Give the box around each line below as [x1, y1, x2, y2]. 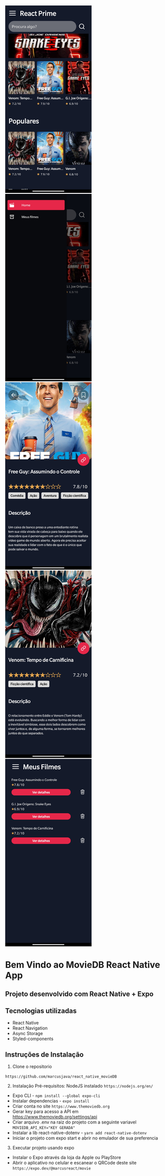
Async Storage [12, 1031, 43, 1037]
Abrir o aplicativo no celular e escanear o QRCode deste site [12, 1160, 137, 1166]
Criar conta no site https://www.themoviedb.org [12, 1103, 110, 1110]
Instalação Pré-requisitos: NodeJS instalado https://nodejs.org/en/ [12, 1083, 154, 1089]
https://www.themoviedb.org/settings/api [12, 1114, 97, 1120]
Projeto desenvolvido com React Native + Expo [5, 990, 154, 998]
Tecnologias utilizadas [5, 1007, 77, 1015]
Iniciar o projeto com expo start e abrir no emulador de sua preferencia [12, 1135, 159, 1141]
